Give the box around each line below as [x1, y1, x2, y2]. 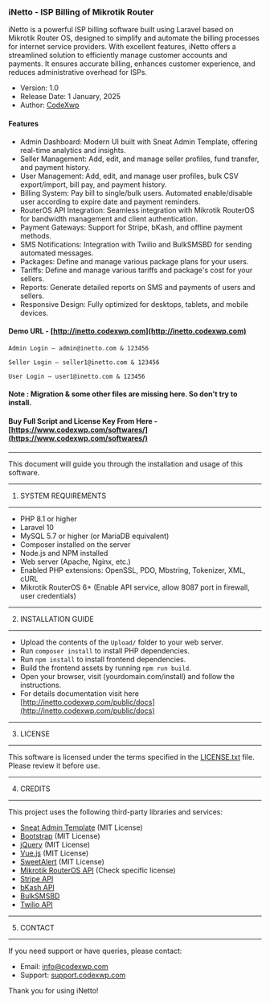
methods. [19, 230, 52, 240]
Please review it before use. [8, 761, 100, 770]
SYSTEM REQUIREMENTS [19, 491, 107, 500]
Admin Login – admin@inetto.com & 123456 [8, 344, 149, 352]
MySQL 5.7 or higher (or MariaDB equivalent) [19, 531, 170, 541]
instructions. [19, 680, 62, 690]
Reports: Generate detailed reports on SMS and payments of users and [19, 282, 256, 292]
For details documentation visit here [19, 688, 139, 698]
